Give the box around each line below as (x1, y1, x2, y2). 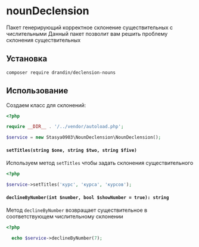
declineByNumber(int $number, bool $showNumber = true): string (6, 195, 169, 201)
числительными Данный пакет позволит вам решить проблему (6, 30, 168, 37)
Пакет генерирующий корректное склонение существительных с (6, 24, 173, 31)
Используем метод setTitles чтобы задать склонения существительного (6, 160, 194, 167)
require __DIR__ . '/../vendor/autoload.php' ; (6, 124, 124, 130)
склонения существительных (6, 36, 81, 43)
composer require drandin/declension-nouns (6, 70, 116, 76)
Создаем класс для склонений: (6, 101, 86, 108)
